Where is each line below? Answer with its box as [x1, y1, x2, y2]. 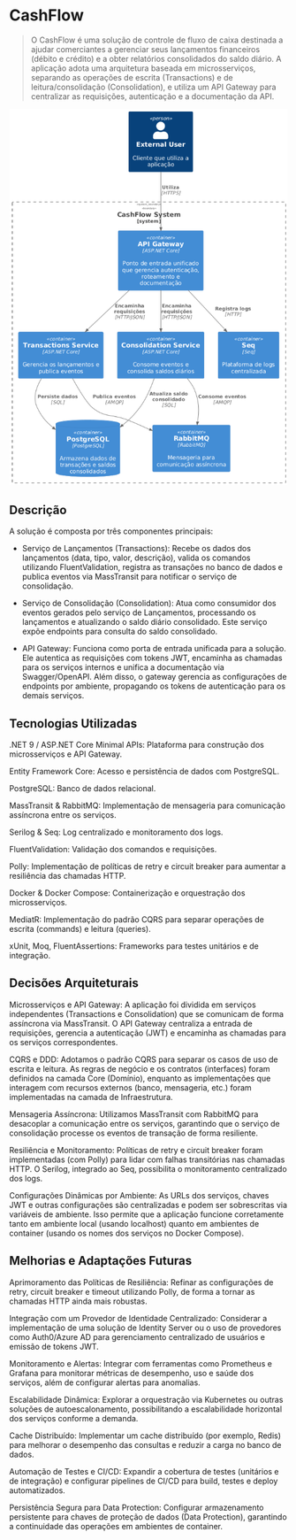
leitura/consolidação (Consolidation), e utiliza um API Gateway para [30, 81, 277, 92]
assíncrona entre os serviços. [9, 810, 117, 820]
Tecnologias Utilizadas [9, 716, 138, 731]
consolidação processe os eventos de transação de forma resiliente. [9, 1128, 259, 1138]
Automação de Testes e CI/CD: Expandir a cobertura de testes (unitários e [9, 1466, 280, 1476]
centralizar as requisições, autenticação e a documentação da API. [30, 90, 275, 102]
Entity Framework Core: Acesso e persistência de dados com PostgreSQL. [9, 766, 280, 777]
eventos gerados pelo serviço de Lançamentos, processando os [21, 607, 256, 618]
